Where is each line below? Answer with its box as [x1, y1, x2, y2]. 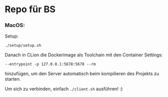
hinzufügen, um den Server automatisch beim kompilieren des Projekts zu [5, 71, 159, 77]
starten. [5, 76, 21, 82]
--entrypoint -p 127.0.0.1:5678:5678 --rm [5, 62, 96, 67]
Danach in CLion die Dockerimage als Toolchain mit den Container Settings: [5, 52, 163, 58]
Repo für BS [5, 4, 56, 15]
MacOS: [5, 22, 25, 29]
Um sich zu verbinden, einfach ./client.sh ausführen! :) [5, 86, 123, 92]
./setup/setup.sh [5, 43, 42, 48]
